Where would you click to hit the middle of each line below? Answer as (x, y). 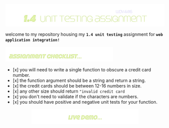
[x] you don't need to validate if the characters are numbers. (75, 97)
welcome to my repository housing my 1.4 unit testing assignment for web (84, 34)
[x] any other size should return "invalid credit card (69, 91)
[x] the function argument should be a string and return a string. (79, 80)
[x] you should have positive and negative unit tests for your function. (85, 102)
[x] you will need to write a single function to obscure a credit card (82, 70)
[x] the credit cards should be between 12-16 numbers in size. (77, 86)
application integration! (32, 40)
